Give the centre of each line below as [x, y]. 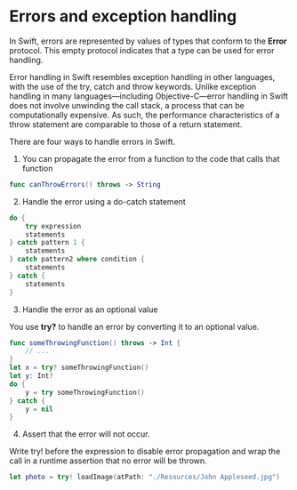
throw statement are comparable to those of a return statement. [126, 124]
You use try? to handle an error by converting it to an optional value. [134, 326]
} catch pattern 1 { [48, 243]
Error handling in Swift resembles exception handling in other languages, [142, 76]
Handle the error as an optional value [90, 309]
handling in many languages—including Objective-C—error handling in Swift [149, 96]
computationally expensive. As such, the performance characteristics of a [144, 115]
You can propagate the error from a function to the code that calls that [151, 158]
